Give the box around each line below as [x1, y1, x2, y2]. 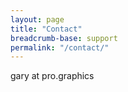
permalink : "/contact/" [10, 42, 110, 53]
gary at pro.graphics [10, 70, 95, 82]
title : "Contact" [10, 24, 83, 34]
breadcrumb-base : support [10, 33, 118, 43]
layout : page [10, 14, 65, 25]
